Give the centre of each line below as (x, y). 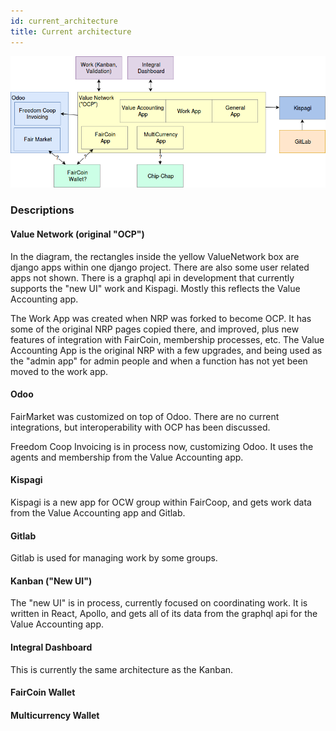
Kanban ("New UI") (51, 581)
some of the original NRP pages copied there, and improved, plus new (155, 329)
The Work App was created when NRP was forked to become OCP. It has (161, 318)
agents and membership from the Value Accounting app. (127, 457)
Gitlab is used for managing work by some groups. (114, 558)
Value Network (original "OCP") (77, 234)
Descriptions (42, 210)
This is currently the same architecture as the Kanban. (122, 669)
